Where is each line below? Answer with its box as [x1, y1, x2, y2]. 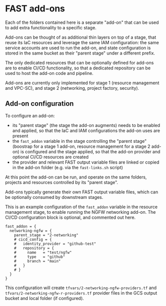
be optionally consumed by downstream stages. [5, 194, 104, 200]
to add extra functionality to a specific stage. [5, 24, 97, 30]
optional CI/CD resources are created [12, 154, 89, 160]
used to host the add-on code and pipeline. [5, 70, 94, 76]
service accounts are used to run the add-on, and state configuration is [5, 45, 151, 51]
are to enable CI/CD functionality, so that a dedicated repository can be [5, 65, 151, 71]
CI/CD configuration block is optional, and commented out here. [5, 214, 136, 220]
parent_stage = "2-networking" [14, 233, 79, 238]
